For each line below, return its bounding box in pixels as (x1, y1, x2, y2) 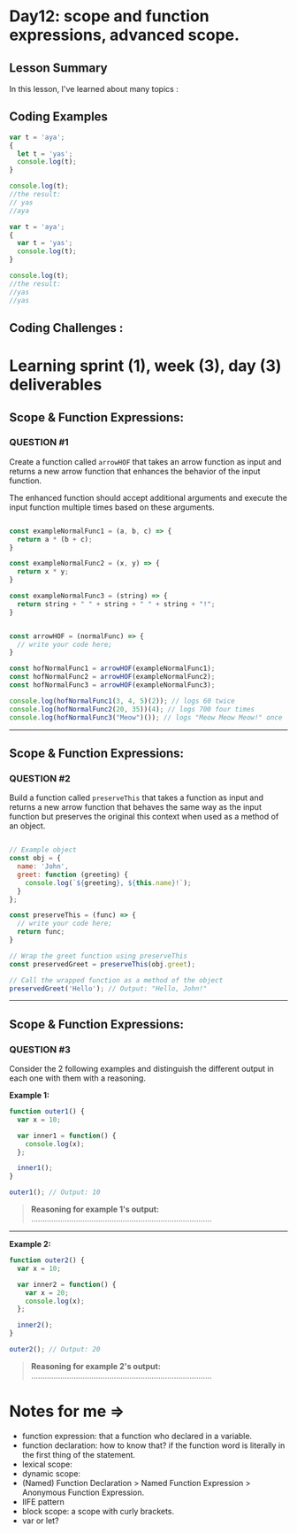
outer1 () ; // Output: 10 (9, 1188, 101, 1197)
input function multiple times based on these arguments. (9, 502, 215, 512)
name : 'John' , (17, 862, 69, 871)
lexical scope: (21, 1459, 72, 1469)
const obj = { (9, 854, 62, 863)
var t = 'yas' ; (17, 239, 73, 248)
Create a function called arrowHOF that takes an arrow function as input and (9, 456, 282, 466)
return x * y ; (17, 567, 69, 576)
